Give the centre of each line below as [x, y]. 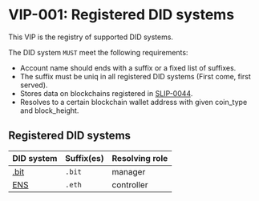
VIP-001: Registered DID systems [121, 15]
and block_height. [49, 111]
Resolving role [140, 158]
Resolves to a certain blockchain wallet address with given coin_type [134, 102]
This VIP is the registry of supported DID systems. [91, 37]
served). [34, 85]
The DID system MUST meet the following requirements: [98, 52]
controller [130, 184]
